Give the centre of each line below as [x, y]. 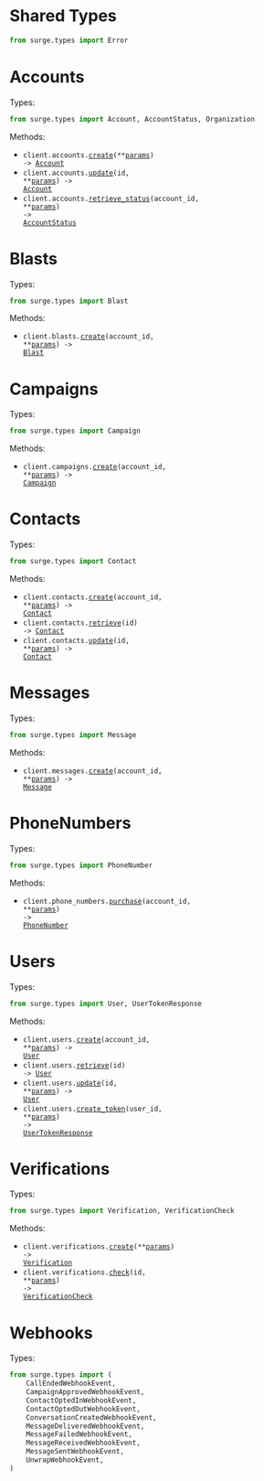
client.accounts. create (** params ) [88, 155]
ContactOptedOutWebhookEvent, [84, 1409]
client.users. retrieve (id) [74, 1065]
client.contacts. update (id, [76, 641]
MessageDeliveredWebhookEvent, [85, 1426]
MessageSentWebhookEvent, [75, 1452]
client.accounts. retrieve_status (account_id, [111, 199]
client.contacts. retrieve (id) [80, 623]
